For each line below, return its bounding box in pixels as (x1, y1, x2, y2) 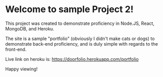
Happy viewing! (5, 66, 38, 72)
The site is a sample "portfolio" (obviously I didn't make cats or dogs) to (5, 35, 155, 42)
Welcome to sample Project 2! (5, 4, 134, 15)
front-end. (5, 46, 27, 52)
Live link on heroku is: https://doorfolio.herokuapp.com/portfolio (5, 56, 139, 62)
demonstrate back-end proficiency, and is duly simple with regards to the (5, 41, 158, 47)
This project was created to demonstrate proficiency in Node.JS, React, (5, 20, 154, 26)
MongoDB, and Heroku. (5, 25, 55, 31)
